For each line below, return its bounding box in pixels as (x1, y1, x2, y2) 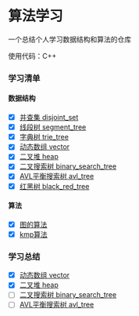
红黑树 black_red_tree (19, 181, 90, 191)
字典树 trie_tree (19, 133, 69, 142)
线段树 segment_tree (19, 122, 87, 132)
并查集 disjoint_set (19, 113, 79, 122)
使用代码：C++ (8, 51, 57, 60)
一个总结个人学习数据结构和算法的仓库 (8, 35, 131, 44)
